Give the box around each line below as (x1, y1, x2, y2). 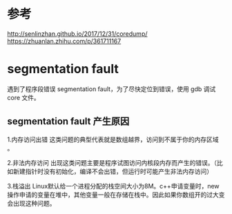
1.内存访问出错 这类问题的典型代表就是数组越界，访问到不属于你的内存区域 (7, 135, 219, 144)
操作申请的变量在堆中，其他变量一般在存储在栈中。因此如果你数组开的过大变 (7, 191, 225, 199)
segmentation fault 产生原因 (7, 115, 130, 128)
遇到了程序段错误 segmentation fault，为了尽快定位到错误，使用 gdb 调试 (7, 84, 216, 93)
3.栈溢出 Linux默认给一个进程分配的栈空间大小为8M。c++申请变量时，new (7, 182, 220, 190)
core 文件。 (7, 93, 40, 101)
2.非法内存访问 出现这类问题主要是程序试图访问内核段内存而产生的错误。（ (7, 158, 217, 166)
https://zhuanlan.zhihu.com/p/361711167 (7, 37, 122, 45)
